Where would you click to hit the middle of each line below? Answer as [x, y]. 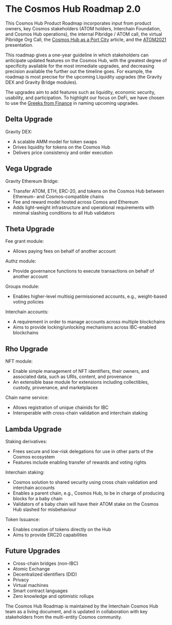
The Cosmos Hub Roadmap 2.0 [73, 9]
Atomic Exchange [31, 569]
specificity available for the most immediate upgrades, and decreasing [80, 66]
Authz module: [21, 261]
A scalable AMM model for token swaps [55, 141]
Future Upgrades [33, 551]
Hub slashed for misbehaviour [45, 509]
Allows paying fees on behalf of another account [64, 251]
